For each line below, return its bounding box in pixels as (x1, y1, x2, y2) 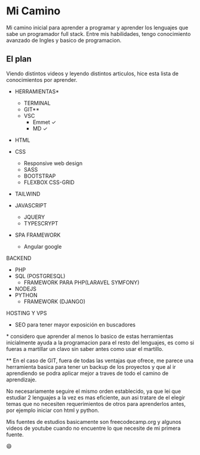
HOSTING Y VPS (6, 309, 47, 316)
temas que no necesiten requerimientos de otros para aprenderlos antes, (6, 400, 186, 407)
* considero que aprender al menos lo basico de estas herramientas (6, 332, 174, 340)
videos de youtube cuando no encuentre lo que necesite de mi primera (6, 425, 181, 432)
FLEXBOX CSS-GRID (23, 178, 75, 186)
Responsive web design (23, 160, 82, 167)
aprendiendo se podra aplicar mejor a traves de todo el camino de (6, 370, 169, 377)
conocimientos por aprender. (6, 76, 78, 83)
